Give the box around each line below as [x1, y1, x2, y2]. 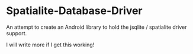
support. [6, 29, 27, 36]
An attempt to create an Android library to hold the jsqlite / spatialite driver [6, 23, 187, 31]
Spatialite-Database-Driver [6, 4, 143, 18]
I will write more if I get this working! [6, 41, 95, 48]
